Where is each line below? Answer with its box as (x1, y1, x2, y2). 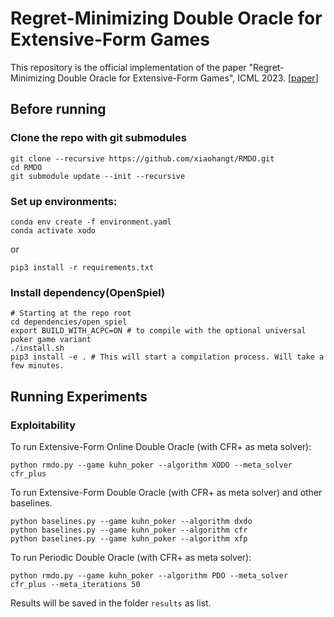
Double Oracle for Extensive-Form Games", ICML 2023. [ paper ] (57, 72, 319, 84)
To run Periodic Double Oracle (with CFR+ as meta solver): (10, 551, 252, 563)
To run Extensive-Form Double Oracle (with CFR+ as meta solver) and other (10, 486, 323, 498)
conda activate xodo (10, 225, 97, 236)
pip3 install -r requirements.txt (10, 262, 155, 272)
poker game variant (10, 335, 92, 345)
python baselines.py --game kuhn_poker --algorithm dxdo (10, 516, 253, 526)
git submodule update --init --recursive (10, 171, 186, 181)
